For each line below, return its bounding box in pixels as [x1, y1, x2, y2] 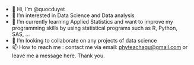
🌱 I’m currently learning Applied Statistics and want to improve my [11, 18, 173, 25]
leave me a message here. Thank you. [11, 52, 105, 59]
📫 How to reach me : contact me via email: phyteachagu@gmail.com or [11, 44, 188, 50]
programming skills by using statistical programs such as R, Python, [11, 24, 178, 31]
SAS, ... [11, 31, 30, 38]
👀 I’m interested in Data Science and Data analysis [11, 12, 135, 19]
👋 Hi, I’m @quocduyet [11, 6, 65, 12]
